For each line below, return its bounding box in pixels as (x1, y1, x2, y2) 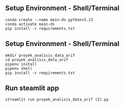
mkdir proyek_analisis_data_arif (5, 52, 75, 58)
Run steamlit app (5, 84, 59, 92)
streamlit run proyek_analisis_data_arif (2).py (5, 97, 109, 102)
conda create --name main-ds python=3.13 (5, 17, 93, 22)
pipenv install (5, 61, 37, 66)
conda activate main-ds (5, 21, 55, 26)
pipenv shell (5, 66, 33, 71)
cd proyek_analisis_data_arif (5, 57, 69, 62)
